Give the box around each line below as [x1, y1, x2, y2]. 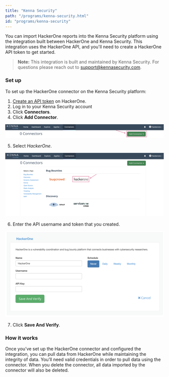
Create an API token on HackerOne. [12, 98, 87, 104]
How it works [5, 334, 38, 341]
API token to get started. [5, 49, 56, 55]
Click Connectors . [12, 109, 51, 115]
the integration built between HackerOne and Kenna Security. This [5, 38, 142, 45]
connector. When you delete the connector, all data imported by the [5, 362, 145, 368]
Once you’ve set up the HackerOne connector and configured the [5, 346, 141, 352]
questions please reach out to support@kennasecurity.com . [17, 64, 142, 70]
